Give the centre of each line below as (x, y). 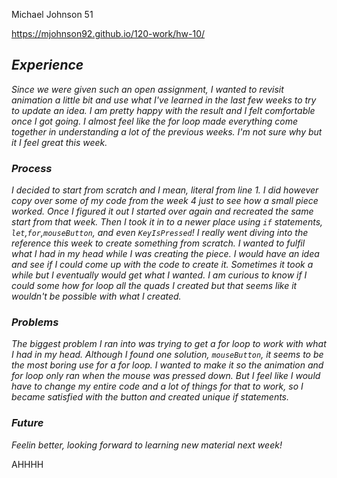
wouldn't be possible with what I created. (96, 296)
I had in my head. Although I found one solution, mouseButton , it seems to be (167, 355)
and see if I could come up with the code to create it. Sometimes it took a (162, 265)
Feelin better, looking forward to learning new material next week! (147, 445)
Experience (47, 65)
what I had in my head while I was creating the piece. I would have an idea (165, 254)
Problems (35, 322)
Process (32, 168)
